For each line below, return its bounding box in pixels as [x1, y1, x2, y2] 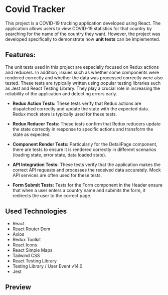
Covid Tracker [5, 4, 65, 15]
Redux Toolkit [12, 236, 41, 242]
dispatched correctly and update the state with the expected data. [12, 105, 149, 111]
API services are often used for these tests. [12, 172, 102, 178]
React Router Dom [12, 226, 51, 232]
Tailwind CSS [12, 252, 40, 258]
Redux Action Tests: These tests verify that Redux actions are [12, 100, 141, 106]
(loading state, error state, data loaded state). [12, 152, 107, 158]
